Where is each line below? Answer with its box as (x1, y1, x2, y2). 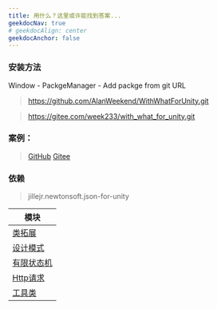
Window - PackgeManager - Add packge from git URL (8, 81, 186, 90)
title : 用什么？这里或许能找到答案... (8, 11, 122, 20)
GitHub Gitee (27, 151, 71, 160)
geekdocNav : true (8, 19, 66, 27)
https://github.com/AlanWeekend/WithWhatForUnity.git (27, 96, 209, 105)
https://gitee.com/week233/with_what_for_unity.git (27, 111, 195, 121)
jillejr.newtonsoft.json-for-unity (27, 192, 130, 201)
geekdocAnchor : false (8, 34, 81, 42)
